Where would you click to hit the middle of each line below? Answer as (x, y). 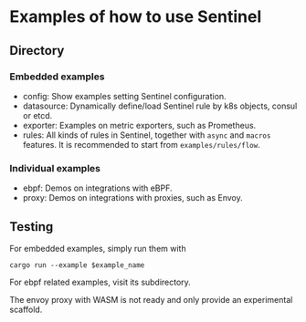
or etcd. (37, 115)
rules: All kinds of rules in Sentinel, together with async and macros (147, 135)
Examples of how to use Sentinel (136, 17)
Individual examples (55, 168)
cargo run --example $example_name (77, 265)
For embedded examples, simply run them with (98, 248)
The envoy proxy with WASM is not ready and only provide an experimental (151, 299)
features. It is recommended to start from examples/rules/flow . (141, 144)
